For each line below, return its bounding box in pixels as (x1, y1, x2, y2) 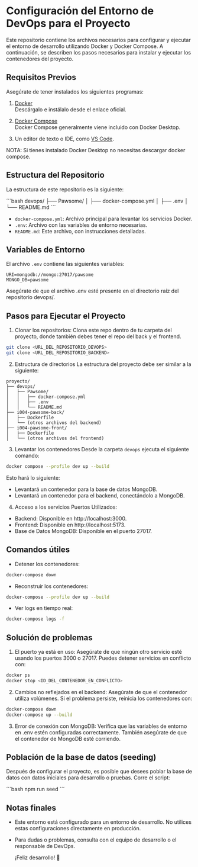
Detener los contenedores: (14, 560, 80, 567)
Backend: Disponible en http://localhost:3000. (14, 515, 127, 522)
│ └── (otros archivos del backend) (6, 419, 102, 426)
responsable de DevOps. (14, 843, 76, 850)
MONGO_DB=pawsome (6, 277, 49, 283)
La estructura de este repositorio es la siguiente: (6, 185, 124, 193)
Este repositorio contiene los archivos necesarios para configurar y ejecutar (6, 36, 191, 43)
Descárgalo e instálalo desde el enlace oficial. (14, 105, 127, 113)
